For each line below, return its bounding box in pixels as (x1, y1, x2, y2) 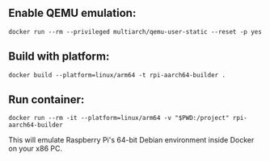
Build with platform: (8, 50, 110, 64)
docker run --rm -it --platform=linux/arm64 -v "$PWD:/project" (8, 114, 230, 122)
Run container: (8, 93, 85, 107)
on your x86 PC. (8, 144, 63, 154)
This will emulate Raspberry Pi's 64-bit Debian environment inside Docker (8, 135, 255, 145)
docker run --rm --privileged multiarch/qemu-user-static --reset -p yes (8, 27, 263, 35)
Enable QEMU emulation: (8, 6, 137, 20)
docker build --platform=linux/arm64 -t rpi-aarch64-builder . (8, 71, 226, 79)
